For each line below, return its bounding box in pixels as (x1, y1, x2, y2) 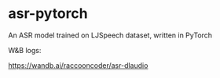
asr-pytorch (8, 5, 88, 23)
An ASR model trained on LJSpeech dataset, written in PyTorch (8, 30, 213, 40)
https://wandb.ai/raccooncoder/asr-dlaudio (8, 60, 148, 70)
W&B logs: (8, 45, 42, 55)
